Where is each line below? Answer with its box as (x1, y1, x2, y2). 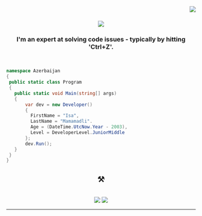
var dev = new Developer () (25, 102, 93, 108)
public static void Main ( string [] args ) (14, 90, 117, 96)
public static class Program (8, 79, 82, 85)
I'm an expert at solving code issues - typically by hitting (16, 35, 186, 44)
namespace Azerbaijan (6, 68, 61, 74)
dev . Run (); (25, 141, 52, 147)
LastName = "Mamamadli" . (30, 119, 93, 125)
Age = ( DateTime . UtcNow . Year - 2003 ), (30, 124, 128, 130)
